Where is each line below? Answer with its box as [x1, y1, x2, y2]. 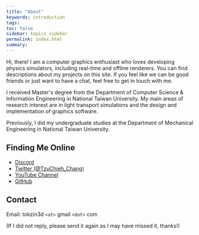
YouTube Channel [14, 171, 58, 178]
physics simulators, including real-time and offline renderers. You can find [6, 64, 188, 71]
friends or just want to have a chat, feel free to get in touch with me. [6, 77, 173, 84]
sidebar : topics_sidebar [6, 31, 68, 37]
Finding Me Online [6, 143, 76, 153]
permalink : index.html [6, 36, 63, 42]
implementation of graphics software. [6, 108, 98, 115]
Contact [6, 195, 37, 205]
